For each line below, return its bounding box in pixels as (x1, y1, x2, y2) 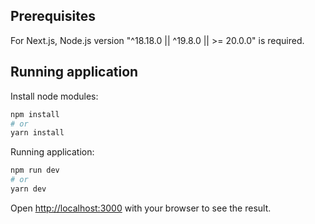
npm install (10, 109, 60, 119)
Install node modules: (10, 90, 99, 102)
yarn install (10, 128, 65, 138)
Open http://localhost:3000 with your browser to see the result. (10, 202, 272, 214)
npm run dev (10, 165, 60, 176)
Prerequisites (10, 8, 96, 25)
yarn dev (10, 184, 47, 194)
